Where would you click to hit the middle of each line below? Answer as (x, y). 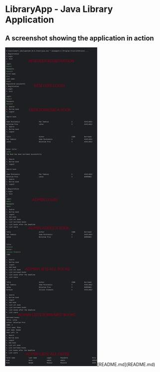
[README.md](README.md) (126, 364)
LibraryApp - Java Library (59, 9)
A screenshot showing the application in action (80, 38)
